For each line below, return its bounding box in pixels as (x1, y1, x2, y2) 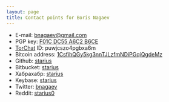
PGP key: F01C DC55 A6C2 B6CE (15, 38, 99, 45)
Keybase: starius (15, 76, 57, 84)
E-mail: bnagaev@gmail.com (15, 31, 87, 38)
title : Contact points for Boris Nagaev (6, 15, 110, 21)
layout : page (6, 8, 39, 15)
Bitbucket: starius (15, 63, 59, 70)
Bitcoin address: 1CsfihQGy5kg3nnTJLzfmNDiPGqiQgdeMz (15, 50, 163, 58)
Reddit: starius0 (15, 89, 55, 97)
